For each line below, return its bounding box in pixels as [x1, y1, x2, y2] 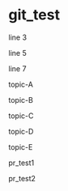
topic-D [8, 126, 34, 136]
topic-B [8, 95, 34, 104]
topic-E [8, 142, 33, 151]
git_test [8, 6, 61, 24]
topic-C [8, 111, 34, 121]
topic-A [8, 79, 34, 89]
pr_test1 [8, 158, 35, 168]
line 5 [8, 48, 27, 57]
